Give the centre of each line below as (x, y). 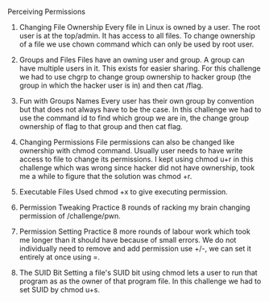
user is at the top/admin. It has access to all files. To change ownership (137, 36)
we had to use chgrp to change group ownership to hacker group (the (135, 77)
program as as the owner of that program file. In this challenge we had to (140, 281)
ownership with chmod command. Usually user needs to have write (131, 151)
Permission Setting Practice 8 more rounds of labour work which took (134, 231)
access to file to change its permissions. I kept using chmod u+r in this (136, 159)
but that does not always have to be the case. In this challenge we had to (140, 109)
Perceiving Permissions (47, 12)
